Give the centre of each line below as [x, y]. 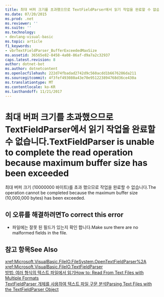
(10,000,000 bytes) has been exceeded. [45, 198]
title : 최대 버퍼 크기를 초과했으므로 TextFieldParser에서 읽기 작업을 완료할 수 [78, 10]
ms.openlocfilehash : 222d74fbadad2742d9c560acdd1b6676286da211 [71, 73]
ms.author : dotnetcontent [31, 69]
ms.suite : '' [18, 28]
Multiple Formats [22, 278]
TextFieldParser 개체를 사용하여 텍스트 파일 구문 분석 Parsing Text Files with [79, 284]
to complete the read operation [69, 152]
